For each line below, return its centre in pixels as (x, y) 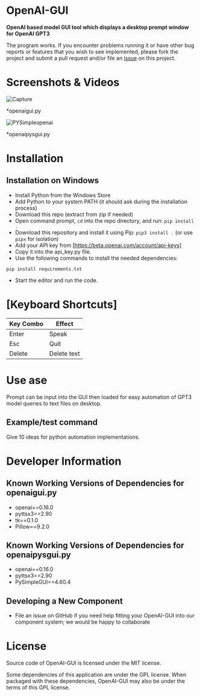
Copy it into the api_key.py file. (53, 251)
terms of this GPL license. (38, 688)
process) (26, 208)
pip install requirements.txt (44, 269)
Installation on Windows (53, 180)
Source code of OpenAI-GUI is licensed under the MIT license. (84, 663)
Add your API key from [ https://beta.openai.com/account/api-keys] (98, 245)
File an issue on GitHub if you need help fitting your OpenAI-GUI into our (105, 616)
